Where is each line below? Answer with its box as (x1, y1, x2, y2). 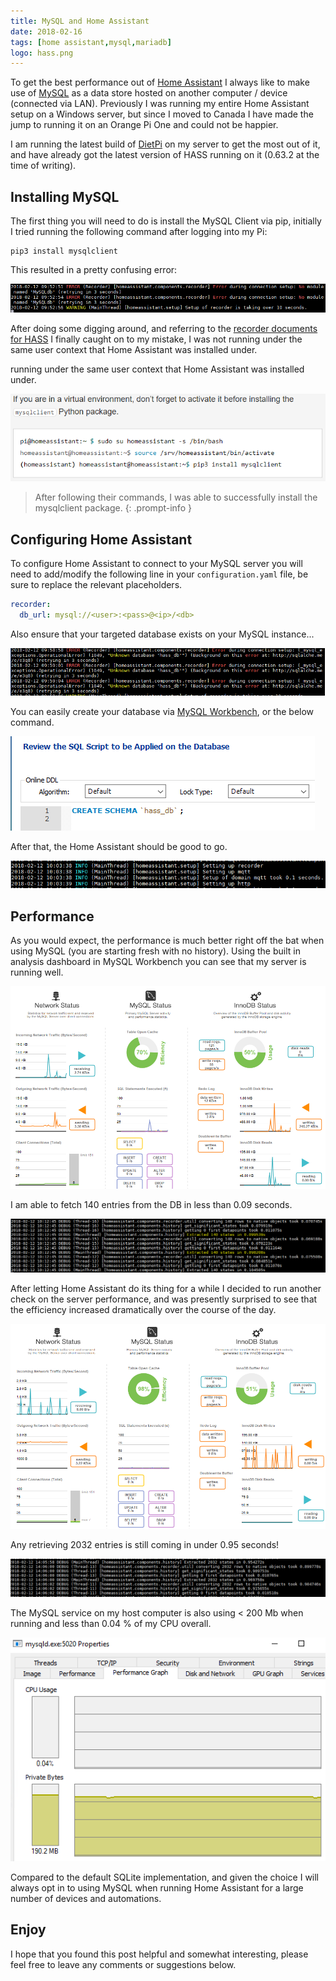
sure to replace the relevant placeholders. (10, 578, 183, 590)
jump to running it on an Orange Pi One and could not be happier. (10, 119, 279, 131)
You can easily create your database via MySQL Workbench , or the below (10, 706, 315, 718)
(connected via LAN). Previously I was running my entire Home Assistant (10, 98, 310, 110)
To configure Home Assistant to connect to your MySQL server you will (10, 557, 303, 569)
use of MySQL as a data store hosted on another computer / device (10, 87, 288, 99)
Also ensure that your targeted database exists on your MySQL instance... (10, 628, 315, 640)
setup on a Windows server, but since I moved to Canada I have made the (10, 108, 314, 120)
